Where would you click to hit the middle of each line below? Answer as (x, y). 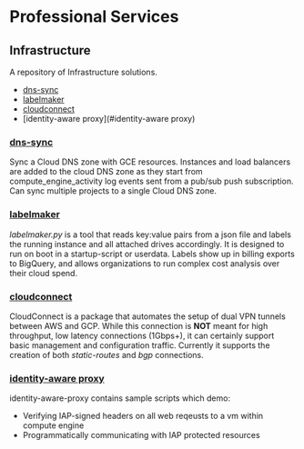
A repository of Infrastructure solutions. (83, 72)
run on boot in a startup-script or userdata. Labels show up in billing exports (152, 254)
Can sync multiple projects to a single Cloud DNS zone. (113, 191)
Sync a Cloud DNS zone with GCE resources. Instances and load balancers (150, 162)
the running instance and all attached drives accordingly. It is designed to (147, 244)
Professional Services (94, 17)
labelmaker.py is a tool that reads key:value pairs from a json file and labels (150, 234)
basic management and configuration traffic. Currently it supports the (140, 345)
